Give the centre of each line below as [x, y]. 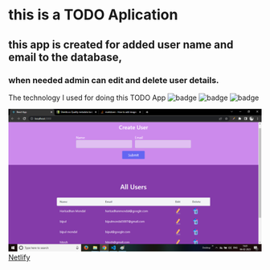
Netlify [19, 257]
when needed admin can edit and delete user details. [114, 80]
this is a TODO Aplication [93, 15]
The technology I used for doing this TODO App [87, 98]
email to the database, [65, 57]
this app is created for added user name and [121, 45]
